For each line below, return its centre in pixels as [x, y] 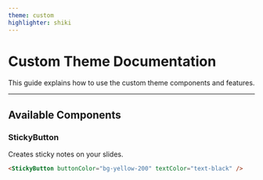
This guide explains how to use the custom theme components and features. [131, 83]
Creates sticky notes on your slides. [66, 154]
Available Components [65, 115]
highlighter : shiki [40, 23]
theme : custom [31, 15]
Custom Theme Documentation [112, 61]
